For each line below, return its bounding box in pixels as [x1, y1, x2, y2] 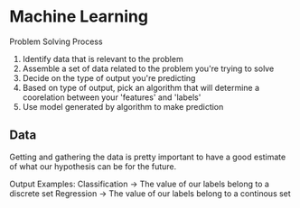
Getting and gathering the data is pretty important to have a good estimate [9, 151, 286, 162]
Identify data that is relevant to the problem [22, 53, 183, 64]
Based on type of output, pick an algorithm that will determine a [22, 82, 260, 93]
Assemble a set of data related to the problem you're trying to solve [22, 63, 275, 74]
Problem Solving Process [9, 36, 103, 47]
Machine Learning [9, 6, 149, 27]
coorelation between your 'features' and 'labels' [22, 92, 202, 103]
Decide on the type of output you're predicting [22, 72, 196, 83]
